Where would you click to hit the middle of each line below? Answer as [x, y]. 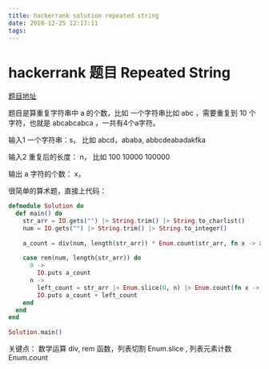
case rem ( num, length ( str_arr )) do [82, 258]
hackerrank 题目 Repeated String [119, 72]
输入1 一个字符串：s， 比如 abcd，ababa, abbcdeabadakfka [107, 140]
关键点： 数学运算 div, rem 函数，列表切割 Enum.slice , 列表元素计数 [120, 349]
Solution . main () [35, 332]
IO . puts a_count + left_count [87, 295]
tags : [17, 30]
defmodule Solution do [46, 206]
